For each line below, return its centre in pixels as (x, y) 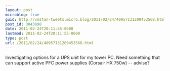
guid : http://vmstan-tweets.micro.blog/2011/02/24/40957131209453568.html (86, 19)
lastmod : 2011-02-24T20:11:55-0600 (43, 33)
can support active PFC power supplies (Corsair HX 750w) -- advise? (78, 63)
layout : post (19, 10)
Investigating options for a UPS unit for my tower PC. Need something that (83, 57)
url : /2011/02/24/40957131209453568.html (50, 43)
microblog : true (22, 15)
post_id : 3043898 (24, 24)
